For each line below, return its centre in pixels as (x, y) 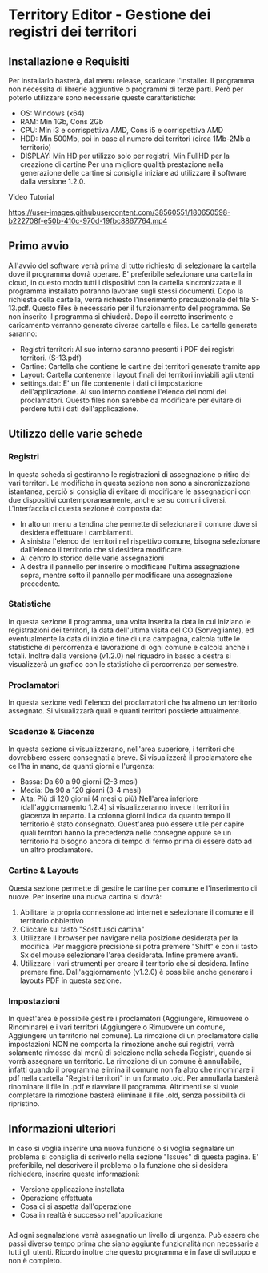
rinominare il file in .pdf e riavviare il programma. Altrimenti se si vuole (124, 1086)
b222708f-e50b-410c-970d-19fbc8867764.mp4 (88, 221)
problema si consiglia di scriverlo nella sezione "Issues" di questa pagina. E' (134, 1157)
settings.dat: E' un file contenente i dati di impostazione (111, 383)
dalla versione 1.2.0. (52, 181)
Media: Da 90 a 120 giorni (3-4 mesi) (80, 790)
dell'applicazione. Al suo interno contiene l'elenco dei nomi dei (123, 391)
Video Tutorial (31, 197)
